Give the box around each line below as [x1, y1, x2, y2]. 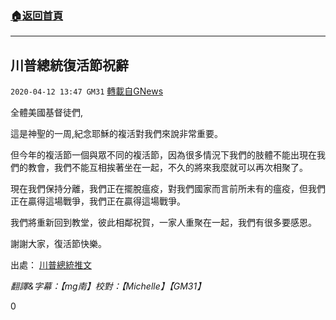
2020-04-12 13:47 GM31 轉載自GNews [10, 85, 164, 97]
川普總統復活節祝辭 [10, 57, 129, 74]
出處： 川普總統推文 [10, 259, 92, 271]
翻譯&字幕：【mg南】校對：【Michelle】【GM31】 [10, 280, 207, 292]
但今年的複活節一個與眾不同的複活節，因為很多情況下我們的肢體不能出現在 [10, 149, 317, 161]
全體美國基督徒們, [10, 107, 84, 119]
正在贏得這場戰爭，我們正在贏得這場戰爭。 [10, 195, 186, 207]
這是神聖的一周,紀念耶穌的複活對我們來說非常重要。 [10, 128, 224, 140]
